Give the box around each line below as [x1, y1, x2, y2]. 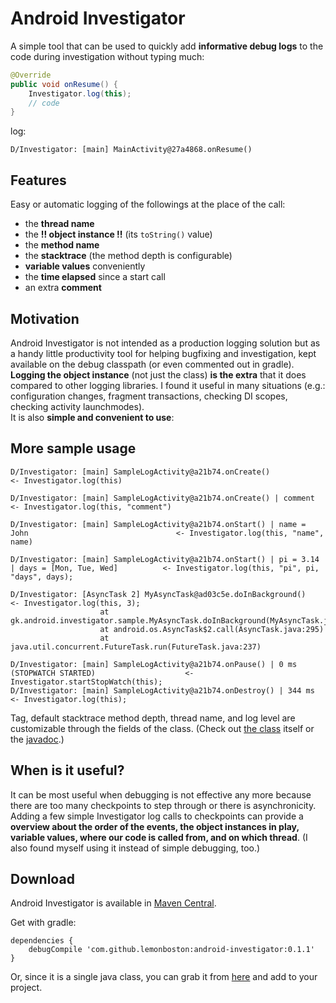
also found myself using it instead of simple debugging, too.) [10, 842, 261, 854]
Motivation [10, 310, 80, 327]
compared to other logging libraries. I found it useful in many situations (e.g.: [10, 379, 326, 391]
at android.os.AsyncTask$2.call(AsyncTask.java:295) [99, 624, 325, 634]
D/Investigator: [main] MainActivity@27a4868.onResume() [10, 145, 253, 155]
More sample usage [10, 440, 137, 457]
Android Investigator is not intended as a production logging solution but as [10, 337, 321, 349]
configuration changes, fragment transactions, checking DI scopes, [10, 390, 288, 402]
